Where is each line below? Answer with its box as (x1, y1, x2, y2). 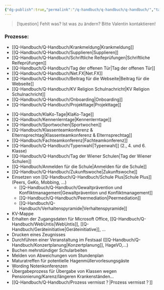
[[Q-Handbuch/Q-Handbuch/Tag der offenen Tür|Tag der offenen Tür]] (11, 65, 155, 71)
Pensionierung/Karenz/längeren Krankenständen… (11, 273, 114, 279)
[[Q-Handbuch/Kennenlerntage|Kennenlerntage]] (11, 116, 112, 122)
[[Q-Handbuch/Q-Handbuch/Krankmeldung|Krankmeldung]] (11, 44, 134, 50)
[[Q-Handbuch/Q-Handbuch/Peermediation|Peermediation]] (19, 195, 141, 201)
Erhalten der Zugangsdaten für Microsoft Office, (11, 216, 109, 222)
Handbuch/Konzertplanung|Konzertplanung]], (11, 242, 104, 248)
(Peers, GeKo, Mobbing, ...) (11, 179, 67, 185)
